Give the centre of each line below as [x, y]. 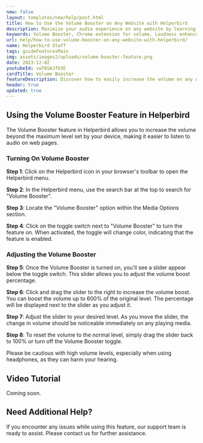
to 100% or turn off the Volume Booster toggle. [64, 341]
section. [16, 214]
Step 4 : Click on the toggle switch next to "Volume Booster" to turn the [94, 226]
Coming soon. [24, 393]
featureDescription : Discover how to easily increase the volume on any [100, 79]
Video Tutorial [34, 379]
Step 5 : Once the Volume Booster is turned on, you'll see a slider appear [96, 267]
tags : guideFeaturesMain [37, 51]
